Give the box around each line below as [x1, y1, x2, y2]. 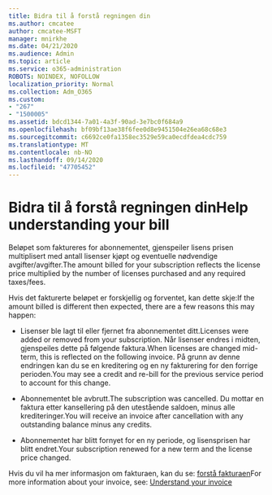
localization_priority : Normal [8, 80, 114, 88]
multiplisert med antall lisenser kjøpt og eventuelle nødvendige [8, 252, 218, 261]
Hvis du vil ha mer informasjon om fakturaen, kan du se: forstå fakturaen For [8, 469, 262, 479]
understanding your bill [8, 216, 170, 234]
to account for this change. [19, 378, 111, 388]
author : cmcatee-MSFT [8, 27, 82, 35]
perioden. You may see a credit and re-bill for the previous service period [19, 370, 264, 379]
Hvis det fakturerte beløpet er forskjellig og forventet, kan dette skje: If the [8, 293, 255, 303]
